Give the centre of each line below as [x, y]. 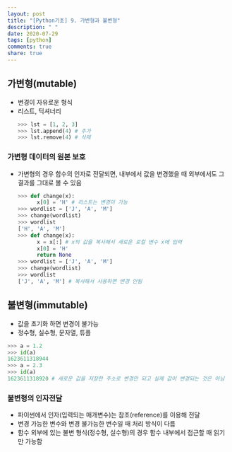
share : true [25, 54]
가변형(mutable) [42, 84]
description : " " [33, 27]
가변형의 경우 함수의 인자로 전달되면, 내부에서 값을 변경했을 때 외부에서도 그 [121, 173]
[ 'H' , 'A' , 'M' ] [41, 228]
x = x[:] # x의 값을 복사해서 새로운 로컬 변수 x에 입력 [109, 242]
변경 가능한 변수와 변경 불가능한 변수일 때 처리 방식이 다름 [97, 424]
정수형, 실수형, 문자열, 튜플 [54, 332]
